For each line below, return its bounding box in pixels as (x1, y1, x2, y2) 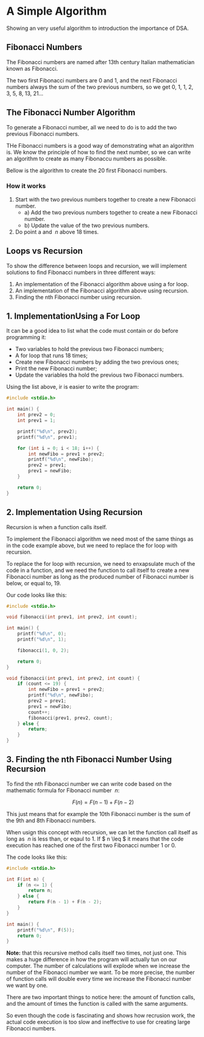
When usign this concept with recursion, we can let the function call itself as (6, 828, 198, 836)
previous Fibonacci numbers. (6, 130, 80, 137)
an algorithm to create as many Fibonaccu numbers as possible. (6, 154, 167, 162)
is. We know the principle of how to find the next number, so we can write (6, 148, 191, 156)
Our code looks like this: (6, 591, 67, 599)
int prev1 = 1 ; (17, 417, 56, 424)
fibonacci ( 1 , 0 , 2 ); (17, 647, 69, 654)
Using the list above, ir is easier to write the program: (6, 383, 139, 391)
